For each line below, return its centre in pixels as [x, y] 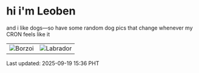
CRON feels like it [28, 34]
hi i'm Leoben [41, 11]
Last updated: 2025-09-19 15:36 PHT [53, 63]
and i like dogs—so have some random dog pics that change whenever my [99, 28]
